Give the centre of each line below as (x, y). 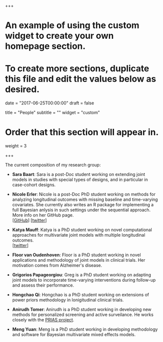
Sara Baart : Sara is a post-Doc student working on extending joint (79, 174)
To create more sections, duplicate (77, 69)
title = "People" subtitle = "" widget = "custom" (53, 113)
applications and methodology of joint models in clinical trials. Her (79, 260)
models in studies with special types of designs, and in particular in (80, 180)
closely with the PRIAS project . (43, 320)
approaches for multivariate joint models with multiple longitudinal (79, 235)
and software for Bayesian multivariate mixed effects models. (74, 335)
